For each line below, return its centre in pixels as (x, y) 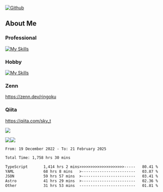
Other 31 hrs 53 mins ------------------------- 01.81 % (81, 185)
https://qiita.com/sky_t (28, 121)
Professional (21, 38)
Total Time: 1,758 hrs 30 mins (38, 158)
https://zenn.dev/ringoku (31, 97)
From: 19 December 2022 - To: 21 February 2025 (56, 149)
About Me (21, 23)
